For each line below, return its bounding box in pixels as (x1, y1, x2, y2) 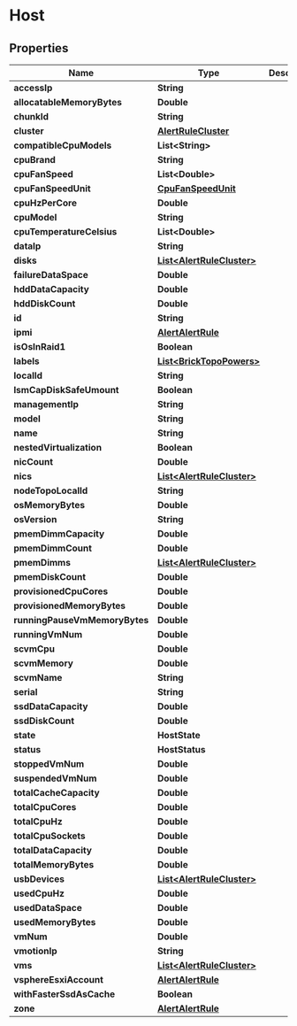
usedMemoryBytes (13, 916, 96, 928)
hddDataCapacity (13, 283, 90, 295)
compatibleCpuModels (13, 139, 112, 151)
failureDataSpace (13, 269, 88, 281)
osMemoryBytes (13, 499, 86, 511)
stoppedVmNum (13, 758, 85, 770)
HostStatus (157, 744, 206, 755)
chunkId (13, 111, 49, 122)
